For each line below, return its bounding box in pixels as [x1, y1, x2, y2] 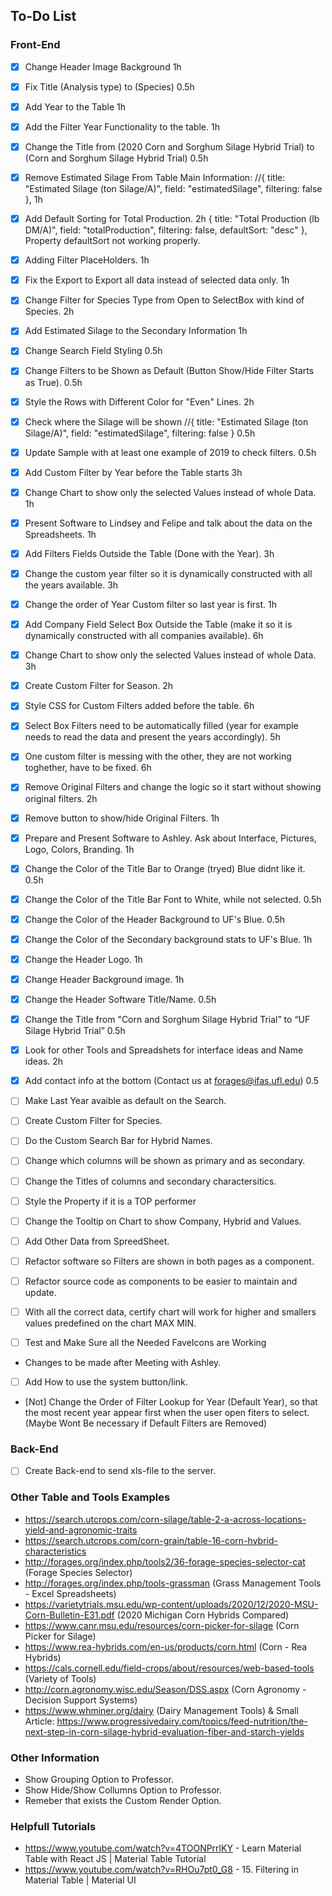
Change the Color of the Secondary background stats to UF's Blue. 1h [24, 933, 313, 945]
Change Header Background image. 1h [24, 973, 185, 985]
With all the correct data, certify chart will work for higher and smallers [24, 1305, 317, 1318]
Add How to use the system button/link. [24, 1376, 188, 1388]
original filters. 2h [24, 792, 98, 804]
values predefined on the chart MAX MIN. [24, 1317, 197, 1329]
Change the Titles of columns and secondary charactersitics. [24, 1175, 277, 1187]
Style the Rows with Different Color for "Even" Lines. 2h [24, 395, 255, 408]
